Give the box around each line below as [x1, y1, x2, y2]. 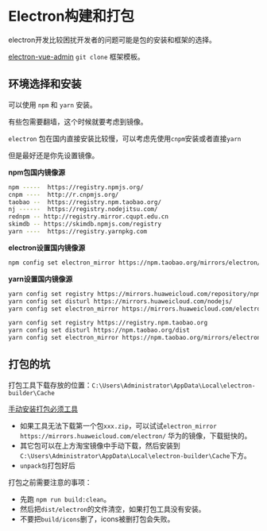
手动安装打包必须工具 [8, 404, 78, 414]
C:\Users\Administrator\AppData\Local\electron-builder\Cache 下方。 [19, 450, 252, 460]
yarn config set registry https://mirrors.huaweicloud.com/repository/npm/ [8, 290, 265, 298]
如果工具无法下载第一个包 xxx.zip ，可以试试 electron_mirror [19, 421, 217, 430]
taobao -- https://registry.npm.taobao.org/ [8, 198, 161, 206]
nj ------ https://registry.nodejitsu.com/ [8, 206, 158, 214]
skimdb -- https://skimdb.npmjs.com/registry [8, 220, 161, 229]
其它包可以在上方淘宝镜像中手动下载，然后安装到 [19, 441, 180, 450]
